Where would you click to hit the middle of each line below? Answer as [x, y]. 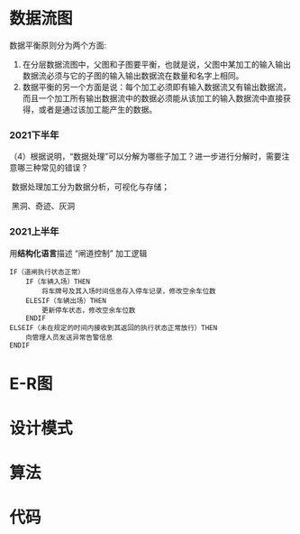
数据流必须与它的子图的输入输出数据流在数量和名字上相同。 [133, 75]
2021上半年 [34, 232]
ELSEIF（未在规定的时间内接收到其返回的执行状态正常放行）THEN [114, 327]
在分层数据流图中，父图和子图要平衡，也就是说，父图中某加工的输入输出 [156, 64]
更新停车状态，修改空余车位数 [89, 310]
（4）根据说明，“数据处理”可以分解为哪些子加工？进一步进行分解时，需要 [145, 157]
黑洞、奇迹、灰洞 [43, 206]
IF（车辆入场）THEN [58, 281]
